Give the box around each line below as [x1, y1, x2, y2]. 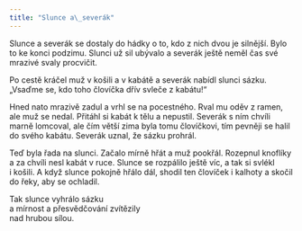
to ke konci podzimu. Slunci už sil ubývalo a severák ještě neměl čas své [9, 47, 279, 58]
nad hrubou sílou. [9, 212, 75, 223]
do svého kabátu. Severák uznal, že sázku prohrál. [9, 129, 197, 140]
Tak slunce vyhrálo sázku [9, 193, 104, 204]
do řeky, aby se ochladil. [9, 176, 100, 187]
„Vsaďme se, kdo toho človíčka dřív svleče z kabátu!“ [9, 84, 207, 94]
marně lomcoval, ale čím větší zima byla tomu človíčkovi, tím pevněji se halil [9, 120, 290, 131]
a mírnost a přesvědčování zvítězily [9, 203, 142, 214]
